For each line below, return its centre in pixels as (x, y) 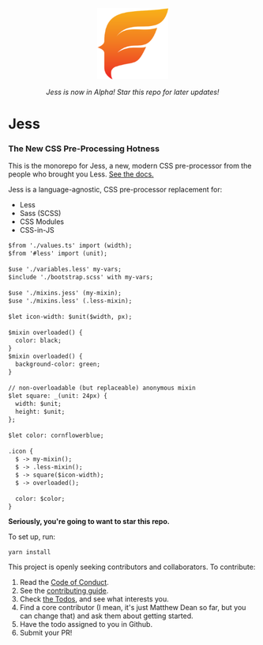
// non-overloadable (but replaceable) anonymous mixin (102, 388)
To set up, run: (32, 537)
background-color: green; (58, 364)
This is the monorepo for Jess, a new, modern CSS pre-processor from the (130, 166)
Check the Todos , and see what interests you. (94, 599)
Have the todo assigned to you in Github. (86, 624)
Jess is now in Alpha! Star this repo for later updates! (133, 92)
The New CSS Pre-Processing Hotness (84, 149)
